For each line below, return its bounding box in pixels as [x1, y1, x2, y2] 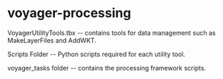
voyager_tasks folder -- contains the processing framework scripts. [7, 63, 207, 72]
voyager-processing [7, 5, 132, 21]
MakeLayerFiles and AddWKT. [7, 36, 96, 44]
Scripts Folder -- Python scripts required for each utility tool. [7, 50, 186, 58]
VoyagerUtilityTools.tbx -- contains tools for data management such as [7, 28, 216, 37]
